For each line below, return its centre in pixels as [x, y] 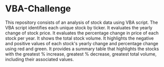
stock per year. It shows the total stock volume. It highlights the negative [80, 38]
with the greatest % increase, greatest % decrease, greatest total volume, [81, 54]
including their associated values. [40, 59]
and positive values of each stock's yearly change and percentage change [82, 43]
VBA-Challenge [38, 9]
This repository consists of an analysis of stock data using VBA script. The [82, 22]
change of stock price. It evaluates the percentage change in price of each [82, 33]
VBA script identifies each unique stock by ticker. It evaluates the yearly [79, 27]
